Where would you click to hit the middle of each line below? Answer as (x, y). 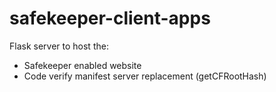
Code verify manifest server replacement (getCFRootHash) (145, 76)
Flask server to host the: (59, 46)
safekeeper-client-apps (110, 18)
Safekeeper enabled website (82, 65)
